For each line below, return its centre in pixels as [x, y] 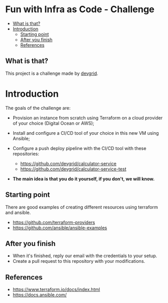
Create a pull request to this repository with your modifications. [79, 261]
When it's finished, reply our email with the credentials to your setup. [85, 256]
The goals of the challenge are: [38, 108]
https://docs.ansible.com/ [40, 295]
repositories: [26, 154]
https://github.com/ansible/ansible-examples [60, 228]
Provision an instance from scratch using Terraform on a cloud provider [88, 117]
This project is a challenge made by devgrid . [52, 73]
